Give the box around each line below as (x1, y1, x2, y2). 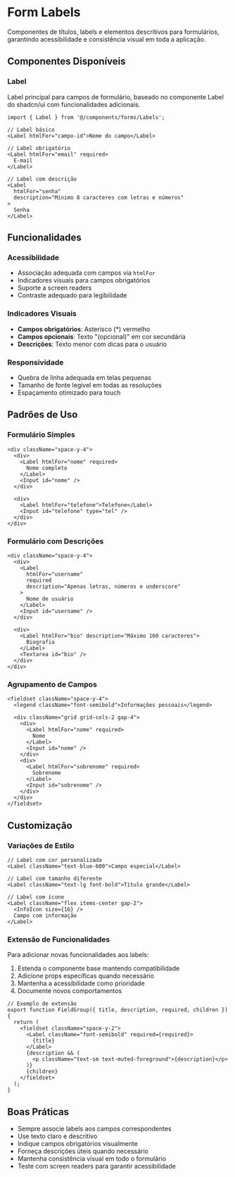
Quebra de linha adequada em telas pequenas (17, 373, 151, 381)
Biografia (25, 639, 55, 646)
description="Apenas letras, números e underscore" (25, 583, 181, 590)
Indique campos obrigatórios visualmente (17, 1139, 139, 1147)
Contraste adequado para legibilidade (17, 291, 127, 300)
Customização (7, 819, 72, 832)
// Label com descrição (7, 175, 77, 183)
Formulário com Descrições (7, 536, 104, 546)
